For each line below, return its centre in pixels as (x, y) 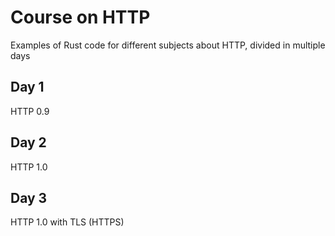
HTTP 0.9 (30, 111)
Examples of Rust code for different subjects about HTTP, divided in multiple (168, 45)
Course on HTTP (80, 17)
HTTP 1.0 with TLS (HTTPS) (67, 222)
